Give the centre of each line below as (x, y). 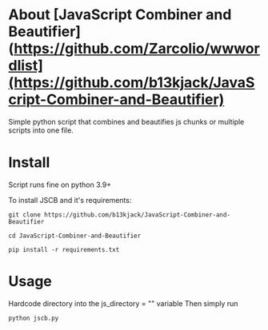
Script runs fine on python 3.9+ (60, 185)
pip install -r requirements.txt (64, 249)
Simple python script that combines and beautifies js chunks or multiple (126, 121)
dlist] (26, 66)
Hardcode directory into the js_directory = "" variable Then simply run (123, 303)
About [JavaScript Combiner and (120, 15)
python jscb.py (34, 318)
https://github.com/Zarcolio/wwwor (137, 49)
